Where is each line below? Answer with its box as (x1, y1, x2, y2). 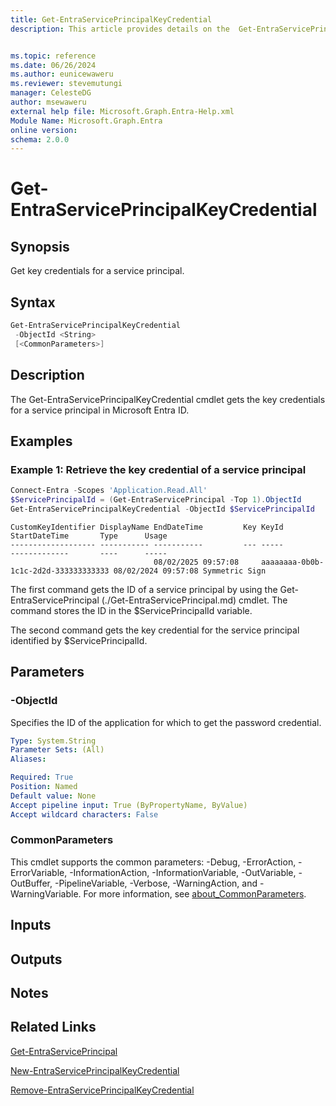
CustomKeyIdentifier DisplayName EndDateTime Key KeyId (10, 522, 284, 532)
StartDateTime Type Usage (10, 531, 168, 541)
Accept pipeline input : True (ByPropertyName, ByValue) (10, 800, 248, 810)
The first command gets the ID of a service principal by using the (10, 583, 278, 595)
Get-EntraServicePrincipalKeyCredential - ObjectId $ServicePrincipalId (10, 504, 315, 514)
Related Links (10, 1019, 97, 1036)
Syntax (10, 294, 56, 311)
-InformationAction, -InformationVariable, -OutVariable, (69, 866, 297, 878)
